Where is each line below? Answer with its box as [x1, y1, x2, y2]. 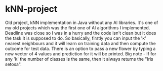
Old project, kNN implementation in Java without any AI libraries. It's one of [5, 20, 159, 25]
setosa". [5, 61, 22, 67]
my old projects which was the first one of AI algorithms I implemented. [5, 24, 150, 30]
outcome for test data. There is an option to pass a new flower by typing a [5, 46, 156, 51]
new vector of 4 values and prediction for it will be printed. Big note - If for [5, 50, 157, 57]
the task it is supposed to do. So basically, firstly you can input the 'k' [5, 35, 147, 41]
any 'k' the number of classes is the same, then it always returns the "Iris [5, 56, 154, 62]
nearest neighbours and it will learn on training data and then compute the [5, 40, 156, 46]
